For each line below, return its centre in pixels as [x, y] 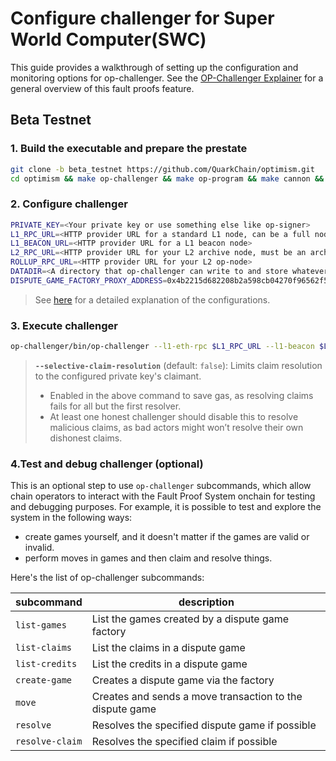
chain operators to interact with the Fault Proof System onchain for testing [163, 496]
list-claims [44, 648]
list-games [41, 625]
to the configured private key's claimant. [118, 376]
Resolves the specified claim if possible [184, 742]
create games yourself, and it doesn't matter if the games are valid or [167, 537]
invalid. [39, 548]
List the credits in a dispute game [169, 664]
